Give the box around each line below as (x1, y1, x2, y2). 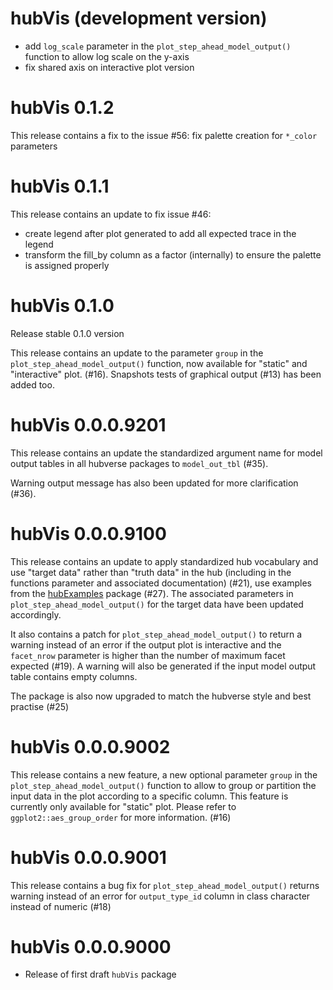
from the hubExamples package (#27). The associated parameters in (10, 587, 294, 599)
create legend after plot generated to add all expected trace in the (24, 227, 297, 239)
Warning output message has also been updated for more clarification (10, 477, 299, 489)
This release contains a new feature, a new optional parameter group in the (10, 768, 318, 781)
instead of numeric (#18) (10, 900, 112, 912)
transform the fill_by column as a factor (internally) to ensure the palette (24, 248, 322, 261)
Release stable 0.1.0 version (10, 327, 125, 339)
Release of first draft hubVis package (24, 968, 177, 981)
